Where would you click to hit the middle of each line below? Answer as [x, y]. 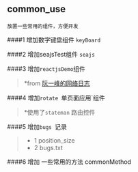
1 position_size [54, 140]
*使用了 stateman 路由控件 [59, 112]
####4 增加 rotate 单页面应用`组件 [56, 98]
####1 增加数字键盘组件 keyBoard [54, 40]
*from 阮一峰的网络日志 [57, 83]
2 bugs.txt [49, 147]
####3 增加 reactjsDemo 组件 [46, 68]
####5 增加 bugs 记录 [37, 126]
